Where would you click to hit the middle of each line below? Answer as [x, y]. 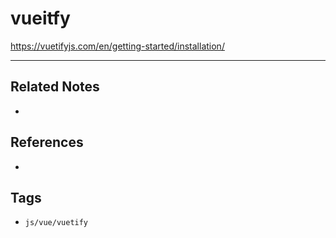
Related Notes [55, 87]
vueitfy [40, 18]
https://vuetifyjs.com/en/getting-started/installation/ [117, 46]
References [47, 142]
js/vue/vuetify [56, 223]
